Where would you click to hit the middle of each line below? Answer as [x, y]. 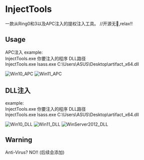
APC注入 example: [24, 52]
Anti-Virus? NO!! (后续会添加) [35, 153]
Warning [19, 140]
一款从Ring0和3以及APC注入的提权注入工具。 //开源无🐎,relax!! [69, 23]
